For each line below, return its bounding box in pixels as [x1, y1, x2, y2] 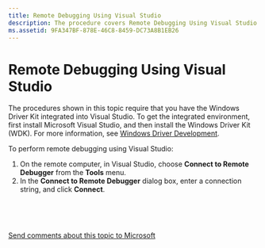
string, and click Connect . [19, 185, 106, 194]
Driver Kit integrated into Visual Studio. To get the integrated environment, [8, 112, 251, 121]
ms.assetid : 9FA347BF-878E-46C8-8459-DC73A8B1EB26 [8, 26, 179, 34]
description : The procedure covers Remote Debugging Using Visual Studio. [8, 19, 261, 27]
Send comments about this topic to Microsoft [8, 231, 156, 240]
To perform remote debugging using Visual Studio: [8, 144, 174, 154]
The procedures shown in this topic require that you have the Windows [8, 104, 240, 113]
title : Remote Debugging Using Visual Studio [8, 11, 161, 20]
